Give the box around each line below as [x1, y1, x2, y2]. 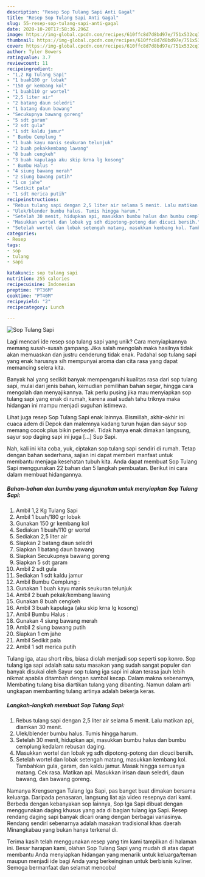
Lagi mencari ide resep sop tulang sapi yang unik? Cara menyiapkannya [7, 338, 187, 345]
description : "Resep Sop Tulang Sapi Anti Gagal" [7, 9, 136, 15]
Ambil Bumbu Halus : [15, 611, 69, 618]
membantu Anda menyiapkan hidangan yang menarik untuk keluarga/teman [7, 851, 197, 859]
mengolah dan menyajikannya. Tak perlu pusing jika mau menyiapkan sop [7, 389, 192, 396]
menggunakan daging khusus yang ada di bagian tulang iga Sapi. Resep [7, 807, 188, 814]
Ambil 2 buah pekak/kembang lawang [15, 591, 111, 599]
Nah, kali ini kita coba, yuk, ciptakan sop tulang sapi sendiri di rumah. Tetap [7, 445, 196, 452]
